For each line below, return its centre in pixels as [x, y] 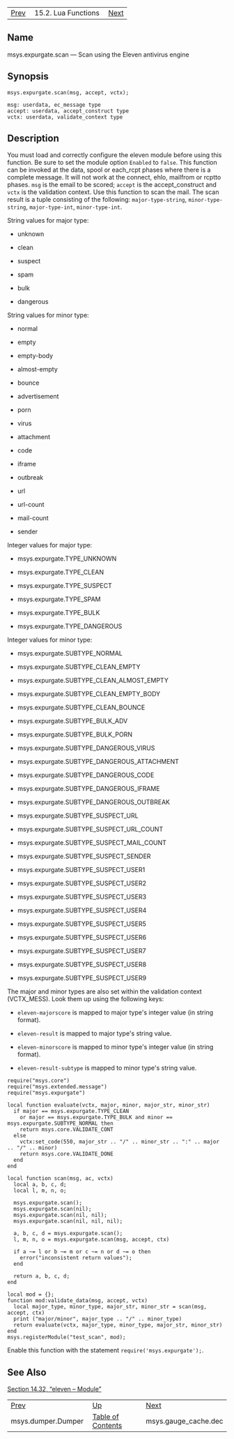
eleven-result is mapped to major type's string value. [94, 1033]
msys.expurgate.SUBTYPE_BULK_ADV [72, 721]
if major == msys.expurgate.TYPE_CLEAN [71, 1112]
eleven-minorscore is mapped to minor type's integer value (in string [115, 1047]
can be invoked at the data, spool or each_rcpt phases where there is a [109, 170]
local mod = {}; [31, 1294]
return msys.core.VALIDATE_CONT [67, 1130]
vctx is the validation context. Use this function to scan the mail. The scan [113, 192]
